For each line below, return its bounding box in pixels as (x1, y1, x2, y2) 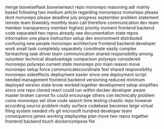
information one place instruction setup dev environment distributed (5, 35, 142, 41)
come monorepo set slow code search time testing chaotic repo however (5, 98, 153, 103)
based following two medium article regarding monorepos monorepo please (5, 9, 158, 15)
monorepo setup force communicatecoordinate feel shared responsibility (5, 66, 153, 72)
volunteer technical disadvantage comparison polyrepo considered (5, 56, 141, 62)
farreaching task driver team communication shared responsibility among (5, 51, 153, 57)
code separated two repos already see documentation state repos (5, 30, 139, 36)
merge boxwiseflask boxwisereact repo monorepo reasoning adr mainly (5, 4, 150, 10)
